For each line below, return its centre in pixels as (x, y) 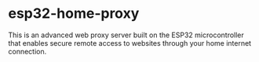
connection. (27, 51)
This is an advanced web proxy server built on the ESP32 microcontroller (126, 35)
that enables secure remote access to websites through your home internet (130, 43)
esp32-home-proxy (74, 14)
